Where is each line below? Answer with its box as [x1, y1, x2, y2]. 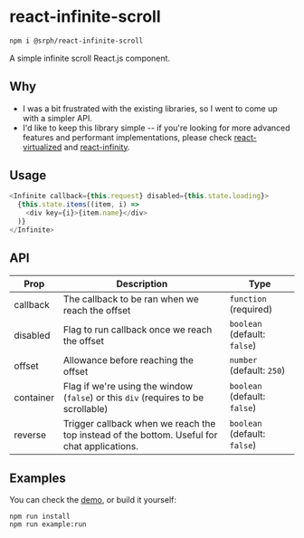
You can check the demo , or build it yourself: [9, 495, 176, 505]
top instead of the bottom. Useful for [62, 428, 218, 441]
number [229, 355, 258, 365]
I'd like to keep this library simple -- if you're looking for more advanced [22, 122, 291, 133]
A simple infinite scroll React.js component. [9, 53, 170, 63]
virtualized [22, 141, 62, 152]
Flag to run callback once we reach [62, 323, 213, 336]
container [14, 391, 55, 404]
